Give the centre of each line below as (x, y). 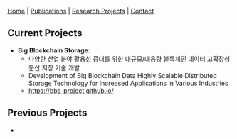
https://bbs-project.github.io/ (71, 90)
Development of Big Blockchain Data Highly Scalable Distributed (122, 75)
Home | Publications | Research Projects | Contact (81, 11)
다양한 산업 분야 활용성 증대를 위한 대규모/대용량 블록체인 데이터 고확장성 (129, 59)
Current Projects (45, 33)
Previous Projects (47, 113)
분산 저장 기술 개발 (54, 67)
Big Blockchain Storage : (54, 50)
